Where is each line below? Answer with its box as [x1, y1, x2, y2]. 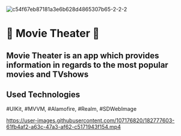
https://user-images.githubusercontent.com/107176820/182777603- [6, 117, 175, 124]
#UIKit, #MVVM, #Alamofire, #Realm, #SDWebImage [6, 105, 137, 113]
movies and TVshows [6, 69, 89, 79]
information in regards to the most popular [6, 60, 168, 70]
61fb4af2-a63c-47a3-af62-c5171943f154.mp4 [6, 123, 121, 131]
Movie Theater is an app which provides [6, 50, 159, 61]
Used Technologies [6, 89, 80, 99]
